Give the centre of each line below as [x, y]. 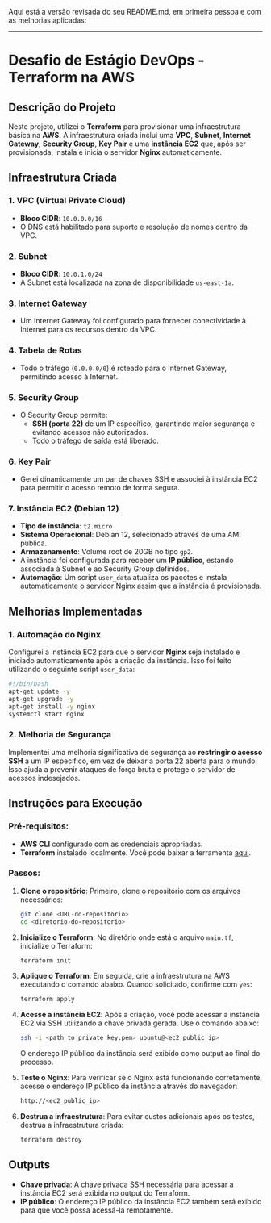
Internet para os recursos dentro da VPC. [88, 329]
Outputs [29, 1165]
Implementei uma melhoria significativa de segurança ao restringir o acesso [135, 752]
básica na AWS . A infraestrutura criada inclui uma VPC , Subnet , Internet [130, 135]
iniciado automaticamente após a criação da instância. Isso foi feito [120, 661]
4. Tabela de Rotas [45, 350]
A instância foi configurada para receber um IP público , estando [127, 561]
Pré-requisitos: [39, 826]
